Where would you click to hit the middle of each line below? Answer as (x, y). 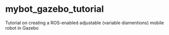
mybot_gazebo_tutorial (55, 9)
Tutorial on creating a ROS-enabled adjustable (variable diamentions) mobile (84, 23)
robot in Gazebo (22, 28)
